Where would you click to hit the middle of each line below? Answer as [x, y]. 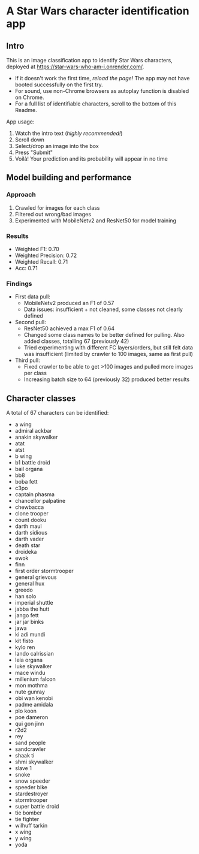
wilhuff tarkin [31, 826]
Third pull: [27, 360]
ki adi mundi [30, 635]
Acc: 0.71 [26, 268]
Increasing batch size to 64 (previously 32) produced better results [107, 379]
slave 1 [23, 768]
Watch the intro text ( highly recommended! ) [69, 133]
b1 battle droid [32, 463]
